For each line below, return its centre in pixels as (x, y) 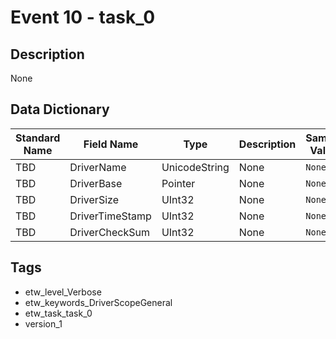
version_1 (43, 323)
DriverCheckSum (110, 232)
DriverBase (96, 183)
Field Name (111, 144)
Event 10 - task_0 (83, 17)
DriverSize (94, 199)
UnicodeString (195, 167)
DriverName (98, 167)
